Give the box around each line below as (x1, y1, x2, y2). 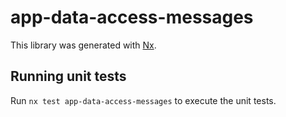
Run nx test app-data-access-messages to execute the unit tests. (10, 94, 277, 106)
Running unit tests (10, 68, 127, 85)
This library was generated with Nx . (10, 39, 157, 51)
